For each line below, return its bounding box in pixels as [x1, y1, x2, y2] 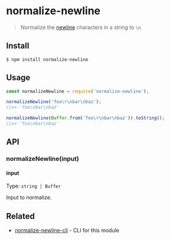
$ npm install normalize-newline [6, 56, 89, 63]
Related [6, 211, 35, 221]
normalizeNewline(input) [6, 155, 80, 163]
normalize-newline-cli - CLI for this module [14, 227, 120, 234]
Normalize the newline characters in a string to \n [20, 24, 142, 31]
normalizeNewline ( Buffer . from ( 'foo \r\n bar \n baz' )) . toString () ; [6, 115, 165, 121]
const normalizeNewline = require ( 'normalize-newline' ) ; [6, 88, 149, 94]
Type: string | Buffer [6, 182, 61, 190]
